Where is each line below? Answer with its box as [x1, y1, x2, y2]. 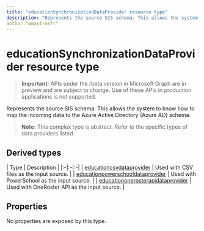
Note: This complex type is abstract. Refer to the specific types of [21, 123, 188, 131]
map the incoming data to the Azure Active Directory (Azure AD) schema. [6, 112, 191, 119]
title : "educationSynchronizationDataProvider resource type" [6, 9, 168, 15]
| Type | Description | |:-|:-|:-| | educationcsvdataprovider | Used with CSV [6, 164, 194, 172]
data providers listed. [21, 130, 75, 137]
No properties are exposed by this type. [6, 217, 107, 224]
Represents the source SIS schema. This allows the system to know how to [6, 105, 195, 112]
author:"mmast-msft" [6, 20, 59, 26]
